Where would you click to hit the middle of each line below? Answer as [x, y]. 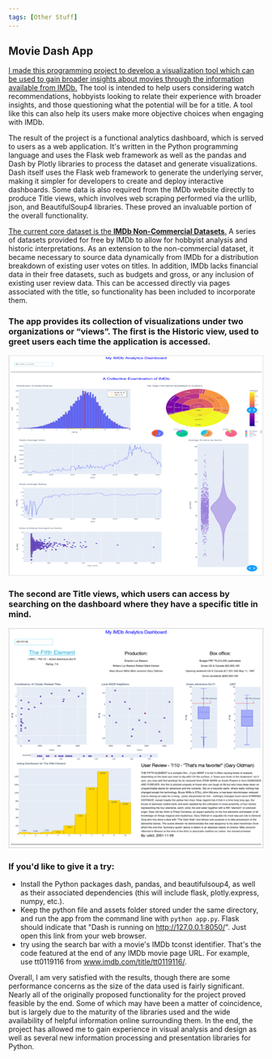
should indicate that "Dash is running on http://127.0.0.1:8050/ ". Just [133, 927]
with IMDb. [26, 123]
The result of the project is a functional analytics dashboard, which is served [136, 138]
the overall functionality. [49, 216]
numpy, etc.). [42, 901]
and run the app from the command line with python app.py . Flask [130, 919]
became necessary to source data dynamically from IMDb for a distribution [134, 257]
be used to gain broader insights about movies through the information [126, 79]
